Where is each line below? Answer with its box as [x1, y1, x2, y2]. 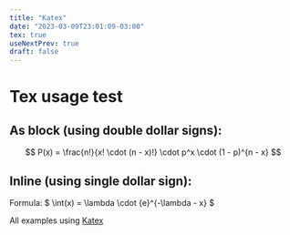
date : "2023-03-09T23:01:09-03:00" [9, 22, 145, 31]
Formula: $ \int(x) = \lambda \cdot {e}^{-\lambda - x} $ [9, 197, 215, 208]
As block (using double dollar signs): [9, 122, 223, 138]
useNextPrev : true [9, 38, 79, 48]
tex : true [9, 30, 47, 39]
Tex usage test [9, 87, 123, 107]
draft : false [9, 47, 59, 56]
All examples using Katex [9, 215, 104, 226]
